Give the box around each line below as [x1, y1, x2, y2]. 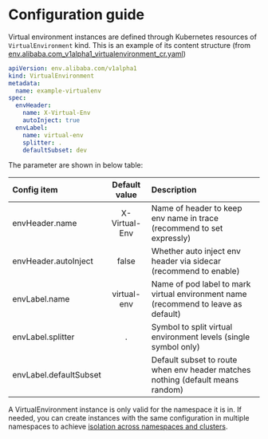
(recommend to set [151, 223, 223, 234]
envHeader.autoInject [12, 255, 93, 267]
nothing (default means [151, 374, 239, 386]
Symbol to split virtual [151, 322, 233, 333]
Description [151, 184, 197, 196]
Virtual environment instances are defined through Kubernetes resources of [8, 32, 258, 42]
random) [151, 385, 184, 396]
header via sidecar [151, 255, 222, 267]
